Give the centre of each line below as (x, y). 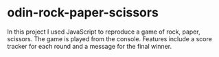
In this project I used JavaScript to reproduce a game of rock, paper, (104, 32)
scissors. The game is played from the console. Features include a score (110, 38)
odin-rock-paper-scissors (83, 13)
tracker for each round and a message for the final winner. (90, 46)
